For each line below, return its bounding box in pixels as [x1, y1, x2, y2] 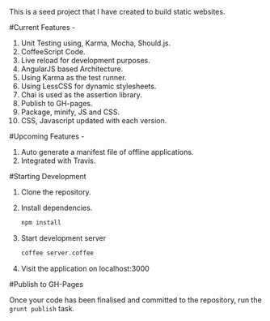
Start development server [20, 233, 107, 242]
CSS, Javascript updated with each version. [20, 116, 167, 125]
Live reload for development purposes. [20, 56, 150, 65]
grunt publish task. [9, 303, 75, 313]
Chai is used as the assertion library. [20, 90, 142, 100]
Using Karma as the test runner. [20, 73, 127, 82]
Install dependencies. [20, 203, 93, 212]
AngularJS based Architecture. [20, 64, 124, 74]
